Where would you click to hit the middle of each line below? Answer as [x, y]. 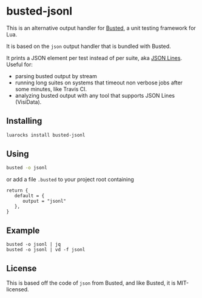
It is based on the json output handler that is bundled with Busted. [89, 46]
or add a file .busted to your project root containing [70, 180]
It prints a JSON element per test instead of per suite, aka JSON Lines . [94, 58]
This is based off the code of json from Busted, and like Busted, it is [91, 283]
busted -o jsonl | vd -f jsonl [46, 250]
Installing [24, 121]
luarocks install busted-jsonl [46, 135]
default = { [29, 196]
